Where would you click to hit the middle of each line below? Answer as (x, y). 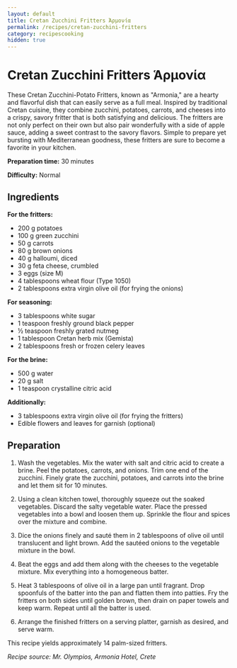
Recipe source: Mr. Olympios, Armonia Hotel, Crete (82, 657)
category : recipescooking (45, 34)
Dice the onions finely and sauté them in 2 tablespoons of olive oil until (121, 535)
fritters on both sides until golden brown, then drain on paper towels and (123, 600)
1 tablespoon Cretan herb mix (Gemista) (76, 338)
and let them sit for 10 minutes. (63, 485)
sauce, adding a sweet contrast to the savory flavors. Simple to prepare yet (117, 132)
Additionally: (27, 402)
